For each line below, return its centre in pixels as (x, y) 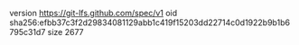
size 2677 (65, 32)
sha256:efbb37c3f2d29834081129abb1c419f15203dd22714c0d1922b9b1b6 (150, 22)
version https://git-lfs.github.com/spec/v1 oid (93, 13)
